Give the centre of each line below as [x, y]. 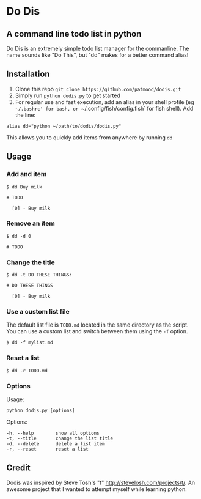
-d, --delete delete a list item [56, 444]
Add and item [27, 174]
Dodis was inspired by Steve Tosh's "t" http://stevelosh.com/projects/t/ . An [101, 482]
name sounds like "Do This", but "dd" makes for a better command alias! [97, 55]
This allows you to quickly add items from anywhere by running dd [90, 137]
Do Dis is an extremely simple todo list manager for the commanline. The [98, 48]
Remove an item [31, 223]
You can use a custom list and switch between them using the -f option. [97, 331]
